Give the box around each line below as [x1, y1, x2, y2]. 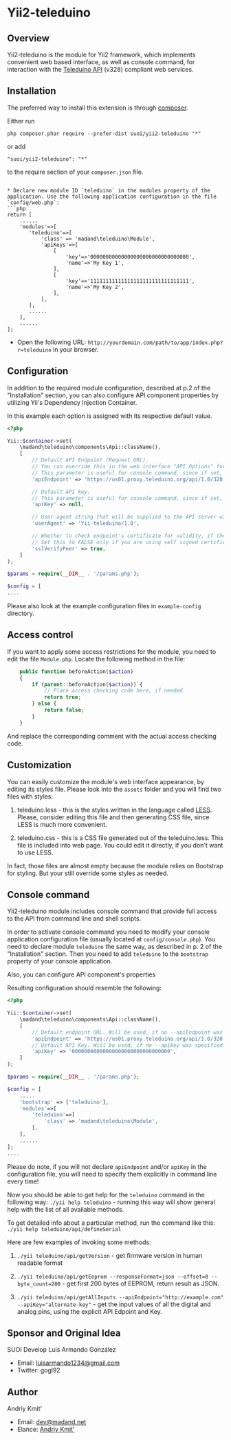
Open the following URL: [16, 338, 87, 346]
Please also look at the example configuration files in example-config [7, 602, 201, 610]
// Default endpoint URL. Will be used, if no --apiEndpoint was [32, 1029, 223, 1036]
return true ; [43, 694, 81, 701]
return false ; [43, 707, 85, 714]
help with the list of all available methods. [7, 1205, 124, 1213]
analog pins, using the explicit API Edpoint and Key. [16, 1307, 163, 1315]
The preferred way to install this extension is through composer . [7, 103, 188, 112]
